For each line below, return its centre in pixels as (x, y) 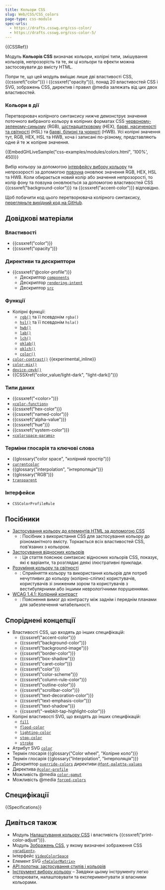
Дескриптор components (44, 278)
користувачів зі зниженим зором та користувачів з (74, 584)
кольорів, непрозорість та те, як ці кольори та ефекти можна (70, 62)
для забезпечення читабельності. (55, 605)
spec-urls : (16, 24)
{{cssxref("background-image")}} (54, 648)
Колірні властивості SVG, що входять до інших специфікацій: (77, 717)
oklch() (27, 349)
